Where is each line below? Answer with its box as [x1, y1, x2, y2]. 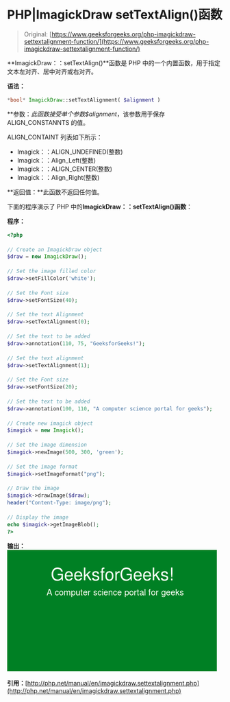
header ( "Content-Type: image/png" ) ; [7, 500, 112, 506]
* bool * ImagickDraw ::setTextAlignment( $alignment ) [7, 96, 161, 104]
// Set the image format [7, 463, 78, 470]
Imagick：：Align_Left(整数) [16, 156, 97, 164]
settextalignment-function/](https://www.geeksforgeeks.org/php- [23, 37, 209, 45]
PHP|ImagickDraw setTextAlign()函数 [7, 7, 222, 23]
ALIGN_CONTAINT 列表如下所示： [7, 132, 103, 141]
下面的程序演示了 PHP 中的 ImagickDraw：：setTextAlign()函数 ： [7, 202, 193, 211]
